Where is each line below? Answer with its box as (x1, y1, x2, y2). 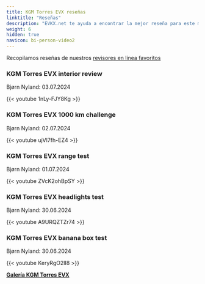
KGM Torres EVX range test (6, 151, 90, 160)
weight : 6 (6, 26, 32, 32)
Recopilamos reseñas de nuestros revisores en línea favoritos (6, 54, 161, 61)
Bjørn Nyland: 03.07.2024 (6, 83, 71, 91)
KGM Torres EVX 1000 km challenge (6, 111, 116, 119)
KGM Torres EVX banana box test (6, 234, 107, 242)
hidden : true (6, 32, 40, 38)
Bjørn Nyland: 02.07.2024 (6, 124, 71, 132)
